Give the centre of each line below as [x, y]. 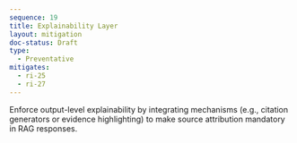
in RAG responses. [44, 128]
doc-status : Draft [44, 42]
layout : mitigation [46, 34]
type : [19, 51]
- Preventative [46, 59]
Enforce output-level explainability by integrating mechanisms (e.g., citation [149, 109]
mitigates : [30, 68]
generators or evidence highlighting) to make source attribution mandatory [147, 119]
